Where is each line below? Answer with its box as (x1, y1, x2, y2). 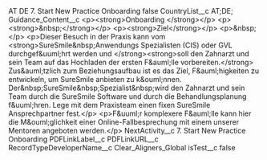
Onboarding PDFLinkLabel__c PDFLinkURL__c (8, 134, 159, 144)
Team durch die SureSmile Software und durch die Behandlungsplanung (8, 92, 247, 101)
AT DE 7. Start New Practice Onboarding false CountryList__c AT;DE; (8, 6, 234, 15)
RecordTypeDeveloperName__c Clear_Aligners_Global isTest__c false (8, 143, 236, 152)
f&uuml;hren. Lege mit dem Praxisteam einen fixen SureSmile (8, 101, 211, 109)
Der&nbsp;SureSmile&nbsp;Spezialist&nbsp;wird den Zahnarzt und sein (8, 83, 245, 92)
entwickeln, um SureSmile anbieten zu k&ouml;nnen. (8, 75, 182, 84)
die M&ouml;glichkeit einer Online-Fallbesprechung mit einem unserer (8, 117, 239, 126)
